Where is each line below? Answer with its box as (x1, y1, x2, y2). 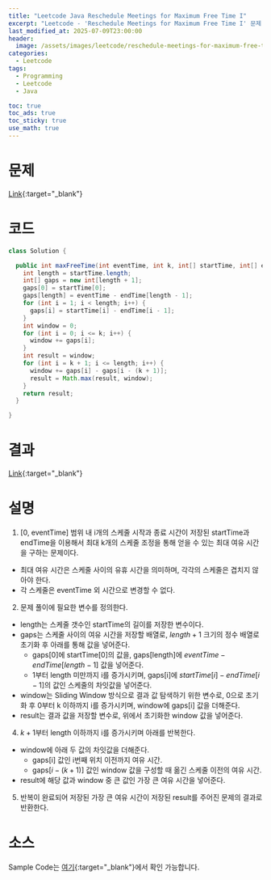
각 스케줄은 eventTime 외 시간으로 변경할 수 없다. (19, 586, 176, 594)
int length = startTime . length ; (23, 269, 131, 277)
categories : (8, 49, 48, 57)
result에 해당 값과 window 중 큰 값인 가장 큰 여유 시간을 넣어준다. (19, 776, 226, 785)
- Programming (15, 72, 63, 80)
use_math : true (8, 125, 60, 133)
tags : (8, 65, 27, 73)
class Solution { (8, 247, 67, 255)
